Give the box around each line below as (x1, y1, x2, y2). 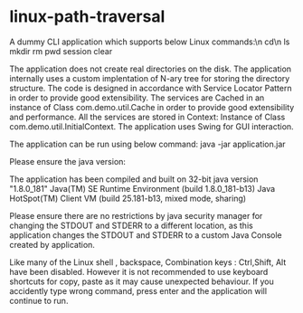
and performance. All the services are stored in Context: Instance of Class (9, 111, 286, 122)
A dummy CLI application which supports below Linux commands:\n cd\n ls (9, 36, 290, 47)
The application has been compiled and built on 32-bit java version (9, 174, 259, 185)
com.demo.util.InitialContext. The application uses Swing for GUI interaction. (9, 120, 294, 132)
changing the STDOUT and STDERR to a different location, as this (9, 220, 253, 231)
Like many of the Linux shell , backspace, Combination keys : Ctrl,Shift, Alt (9, 256, 287, 268)
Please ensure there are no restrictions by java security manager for (9, 210, 263, 221)
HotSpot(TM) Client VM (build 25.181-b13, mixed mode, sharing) (9, 193, 247, 204)
